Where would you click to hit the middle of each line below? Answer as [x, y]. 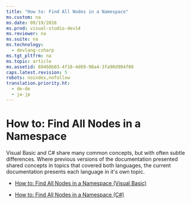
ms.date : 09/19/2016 [32, 23]
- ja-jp [21, 94]
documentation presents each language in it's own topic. [76, 171]
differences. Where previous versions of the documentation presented [92, 159]
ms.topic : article [29, 61]
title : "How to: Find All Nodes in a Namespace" [67, 12]
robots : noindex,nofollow [38, 78]
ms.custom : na [24, 17]
